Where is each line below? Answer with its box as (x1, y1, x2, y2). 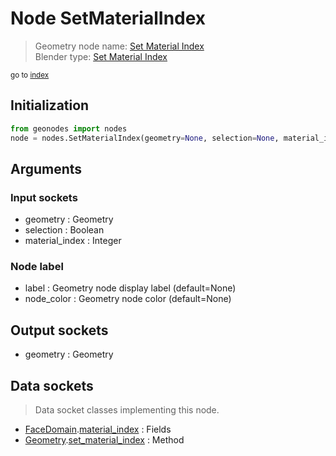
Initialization (10, 97, 90, 114)
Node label (10, 260, 64, 274)
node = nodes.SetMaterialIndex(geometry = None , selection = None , (10, 133, 280, 143)
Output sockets (10, 322, 109, 339)
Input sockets (10, 190, 78, 204)
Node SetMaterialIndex (10, 7, 207, 30)
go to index (10, 70, 50, 80)
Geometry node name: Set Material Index (34, 40, 205, 52)
